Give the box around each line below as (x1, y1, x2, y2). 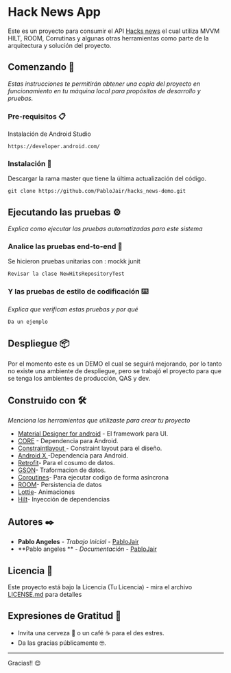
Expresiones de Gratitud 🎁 (8, 610, 122, 622)
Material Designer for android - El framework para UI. (17, 429, 169, 438)
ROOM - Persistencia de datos (17, 481, 102, 489)
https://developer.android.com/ (8, 143, 100, 150)
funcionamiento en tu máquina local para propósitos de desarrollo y (8, 86, 201, 95)
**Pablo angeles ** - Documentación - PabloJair (17, 545, 157, 553)
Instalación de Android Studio (8, 130, 91, 138)
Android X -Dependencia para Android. (17, 451, 129, 460)
